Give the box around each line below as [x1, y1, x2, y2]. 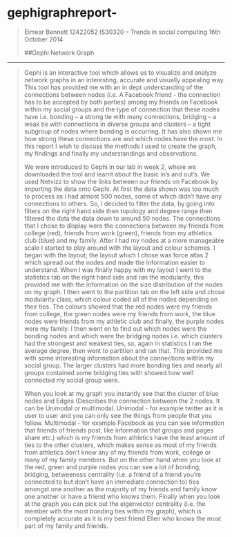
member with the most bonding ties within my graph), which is [23, 507, 202, 515]
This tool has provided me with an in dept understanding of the [23, 83, 204, 91]
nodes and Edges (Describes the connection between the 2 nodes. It [23, 397, 220, 405]
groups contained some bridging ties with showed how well [23, 368, 194, 376]
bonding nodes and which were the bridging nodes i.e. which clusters [23, 331, 223, 340]
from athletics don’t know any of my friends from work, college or [23, 448, 211, 456]
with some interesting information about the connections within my [23, 354, 215, 362]
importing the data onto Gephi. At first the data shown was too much [23, 185, 220, 193]
